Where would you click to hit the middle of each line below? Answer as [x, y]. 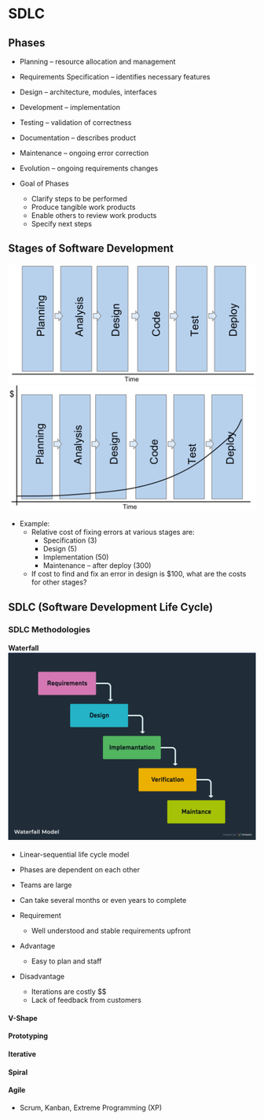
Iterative [22, 1054]
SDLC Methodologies [49, 629]
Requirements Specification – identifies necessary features [115, 77]
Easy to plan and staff [66, 961]
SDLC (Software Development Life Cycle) [111, 607]
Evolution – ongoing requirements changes [89, 168]
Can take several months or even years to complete [103, 901]
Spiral [18, 1072]
